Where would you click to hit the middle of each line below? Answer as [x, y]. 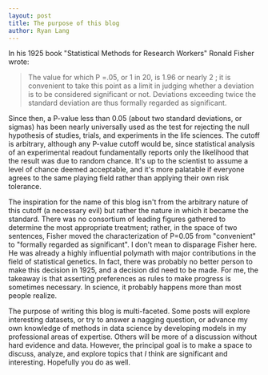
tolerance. [25, 187]
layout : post [30, 16]
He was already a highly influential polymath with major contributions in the [132, 253]
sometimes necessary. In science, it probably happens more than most [125, 287]
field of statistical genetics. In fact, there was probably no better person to [131, 262]
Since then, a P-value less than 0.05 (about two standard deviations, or [125, 119]
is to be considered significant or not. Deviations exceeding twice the [142, 95]
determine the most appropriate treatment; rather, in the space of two [123, 228]
